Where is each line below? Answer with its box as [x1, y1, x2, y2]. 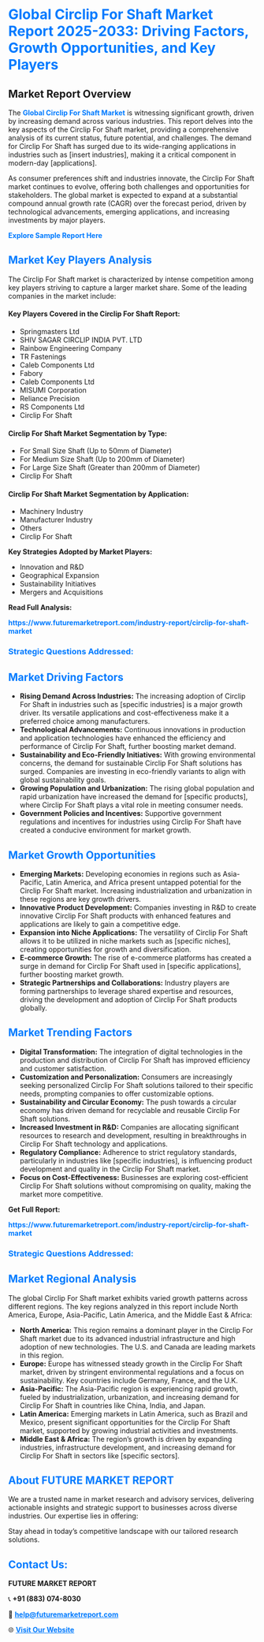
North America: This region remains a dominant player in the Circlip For [19, 1325, 254, 1335]
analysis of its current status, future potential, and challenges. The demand [8, 133, 252, 143]
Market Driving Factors [8, 670, 124, 683]
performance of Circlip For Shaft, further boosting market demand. [19, 742, 236, 751]
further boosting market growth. [19, 970, 125, 979]
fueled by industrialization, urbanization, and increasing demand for [19, 1392, 240, 1402]
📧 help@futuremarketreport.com [8, 1610, 119, 1619]
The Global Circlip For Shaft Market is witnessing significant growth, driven [8, 108, 255, 117]
